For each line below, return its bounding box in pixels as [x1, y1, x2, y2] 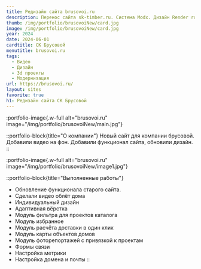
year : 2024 [6, 31, 33, 37]
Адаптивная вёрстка [14, 204, 68, 212]
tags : [6, 53, 20, 59]
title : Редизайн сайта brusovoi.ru [6, 8, 95, 15]
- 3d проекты [11, 70, 44, 76]
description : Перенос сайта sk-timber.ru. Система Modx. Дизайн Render [6, 14, 188, 20]
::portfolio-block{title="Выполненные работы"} [6, 174, 124, 181]
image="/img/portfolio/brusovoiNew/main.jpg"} [6, 120, 123, 127]
